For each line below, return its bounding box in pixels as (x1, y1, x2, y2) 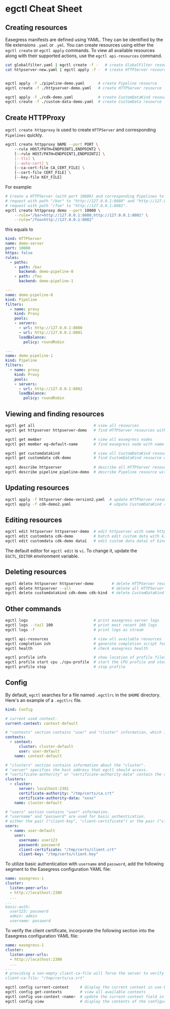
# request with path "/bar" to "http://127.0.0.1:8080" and (5, 198, 135, 203)
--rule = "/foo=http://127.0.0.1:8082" (14, 217, 94, 223)
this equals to (5, 226, 34, 233)
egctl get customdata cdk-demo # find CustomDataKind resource (5, 455, 162, 460)
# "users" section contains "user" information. (5, 809, 110, 815)
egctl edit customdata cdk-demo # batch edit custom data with (5, 534, 159, 539)
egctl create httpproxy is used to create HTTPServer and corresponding (5, 127, 156, 133)
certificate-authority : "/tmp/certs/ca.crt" (18, 790, 114, 796)
